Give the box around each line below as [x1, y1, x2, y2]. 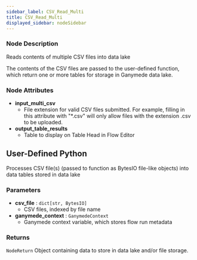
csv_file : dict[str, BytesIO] [14, 200, 88, 207]
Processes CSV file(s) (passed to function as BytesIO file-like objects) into [6, 164, 189, 172]
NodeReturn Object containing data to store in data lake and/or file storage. [6, 247, 189, 254]
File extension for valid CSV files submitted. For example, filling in [23, 106, 185, 113]
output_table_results [14, 125, 68, 132]
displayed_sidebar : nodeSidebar [6, 20, 87, 26]
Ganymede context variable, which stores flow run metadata [23, 219, 173, 226]
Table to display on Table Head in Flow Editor [23, 131, 135, 138]
